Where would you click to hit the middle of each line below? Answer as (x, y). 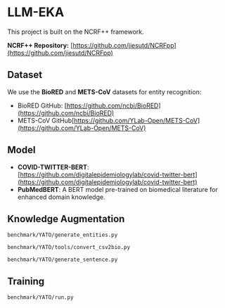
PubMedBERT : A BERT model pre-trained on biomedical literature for (117, 189)
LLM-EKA (36, 12)
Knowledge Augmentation (66, 219)
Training (26, 281)
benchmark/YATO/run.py (40, 297)
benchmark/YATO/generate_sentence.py (63, 260)
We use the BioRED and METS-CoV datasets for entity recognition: (104, 91)
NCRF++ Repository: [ (40, 45)
